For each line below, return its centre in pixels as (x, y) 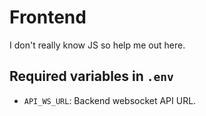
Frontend (48, 17)
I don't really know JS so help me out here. (97, 45)
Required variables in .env (91, 76)
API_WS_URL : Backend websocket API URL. (110, 100)
